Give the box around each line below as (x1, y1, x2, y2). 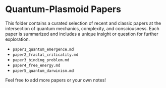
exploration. (5, 36, 30, 42)
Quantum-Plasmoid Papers (5, 4, 121, 15)
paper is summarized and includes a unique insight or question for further (5, 31, 159, 37)
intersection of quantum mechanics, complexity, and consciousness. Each (5, 25, 160, 31)
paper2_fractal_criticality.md (12, 52, 79, 57)
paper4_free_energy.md (12, 63, 61, 68)
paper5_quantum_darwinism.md (12, 68, 74, 73)
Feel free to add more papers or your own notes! (5, 77, 106, 83)
